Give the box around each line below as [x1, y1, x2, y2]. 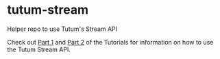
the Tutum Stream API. [7, 45, 71, 54]
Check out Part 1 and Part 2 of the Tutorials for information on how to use [7, 38, 214, 46]
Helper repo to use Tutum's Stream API [7, 25, 118, 33]
